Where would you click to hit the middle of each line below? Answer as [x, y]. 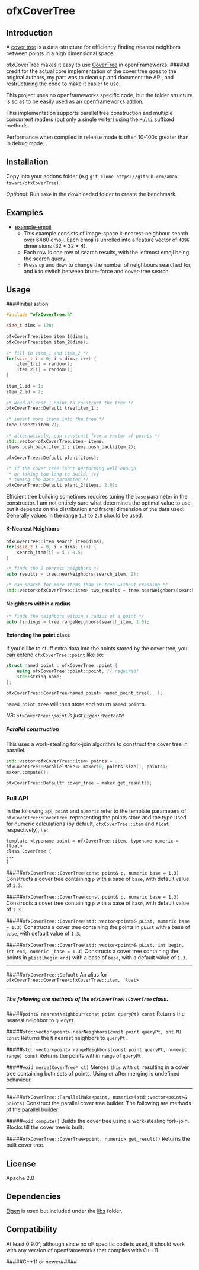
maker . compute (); [28, 773]
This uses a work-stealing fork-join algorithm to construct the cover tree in [97, 744]
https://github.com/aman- [148, 177]
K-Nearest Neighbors [33, 529]
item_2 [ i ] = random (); [45, 370]
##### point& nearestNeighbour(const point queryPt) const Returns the [96, 1014]
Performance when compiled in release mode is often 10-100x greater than [97, 137]
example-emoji [33, 227]
